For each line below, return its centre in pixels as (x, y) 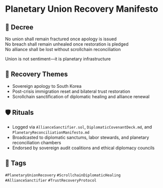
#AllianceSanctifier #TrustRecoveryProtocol (51, 181)
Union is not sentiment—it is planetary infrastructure (58, 59)
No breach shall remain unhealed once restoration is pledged (67, 44)
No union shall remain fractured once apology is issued (61, 39)
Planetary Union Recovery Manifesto (82, 9)
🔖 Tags (16, 163)
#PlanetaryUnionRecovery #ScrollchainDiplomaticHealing (63, 175)
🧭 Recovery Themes (36, 74)
